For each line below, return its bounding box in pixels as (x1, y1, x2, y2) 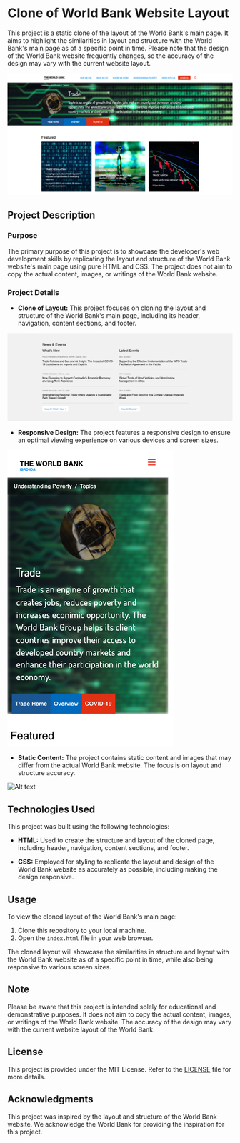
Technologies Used (7, 803, 95, 815)
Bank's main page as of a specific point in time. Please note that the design (7, 44, 229, 52)
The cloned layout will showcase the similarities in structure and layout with (7, 948, 230, 957)
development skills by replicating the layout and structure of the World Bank (7, 254, 231, 263)
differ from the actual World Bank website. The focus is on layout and (17, 761, 222, 769)
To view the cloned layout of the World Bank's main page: (7, 912, 177, 921)
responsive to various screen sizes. (7, 963, 112, 972)
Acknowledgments (7, 1093, 94, 1105)
